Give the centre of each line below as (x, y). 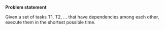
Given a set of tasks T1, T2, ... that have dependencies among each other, (82, 17)
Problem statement (26, 7)
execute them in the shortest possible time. (50, 22)
